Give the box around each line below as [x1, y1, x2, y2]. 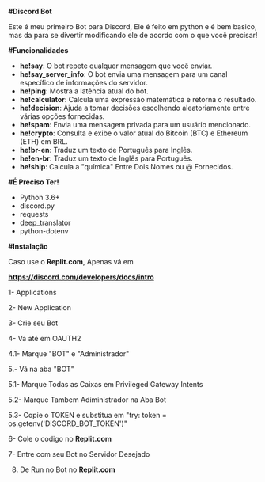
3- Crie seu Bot [8, 318, 59, 328]
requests [19, 210, 49, 218]
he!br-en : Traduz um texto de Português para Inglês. [19, 146, 193, 154]
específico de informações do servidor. [19, 78, 148, 87]
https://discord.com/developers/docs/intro [8, 272, 154, 282]
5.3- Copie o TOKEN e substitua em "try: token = [8, 411, 168, 419]
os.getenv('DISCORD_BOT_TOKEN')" [8, 419, 128, 428]
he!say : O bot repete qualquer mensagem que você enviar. [19, 61, 213, 70]
